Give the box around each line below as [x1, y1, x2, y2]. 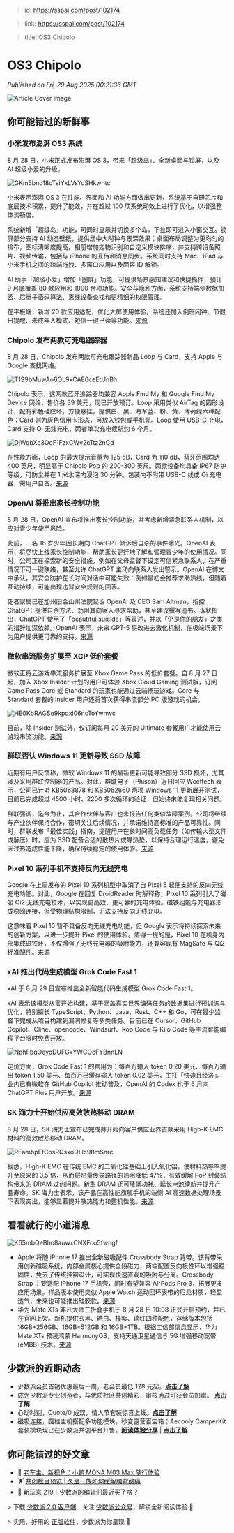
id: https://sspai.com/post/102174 [24, 6, 120, 14]
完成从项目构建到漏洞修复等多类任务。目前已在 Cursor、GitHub [19, 1016, 201, 1025]
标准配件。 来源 [7, 948, 50, 956]
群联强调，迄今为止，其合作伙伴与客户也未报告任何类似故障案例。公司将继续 [7, 809, 227, 818]
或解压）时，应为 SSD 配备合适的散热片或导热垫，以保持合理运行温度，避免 [7, 835, 224, 844]
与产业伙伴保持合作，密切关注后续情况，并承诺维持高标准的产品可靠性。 [7, 818, 214, 826]
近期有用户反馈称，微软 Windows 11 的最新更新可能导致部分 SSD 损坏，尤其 [7, 768, 225, 777]
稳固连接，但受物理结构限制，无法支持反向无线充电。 [13, 907, 166, 916]
